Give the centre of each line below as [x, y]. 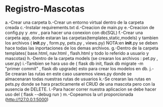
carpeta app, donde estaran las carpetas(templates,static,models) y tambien [82, 38]
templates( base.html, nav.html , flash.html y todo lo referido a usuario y [77, 53]
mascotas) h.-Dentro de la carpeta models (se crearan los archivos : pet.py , [81, 58]
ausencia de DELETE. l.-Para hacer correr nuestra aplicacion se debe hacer [81, 89]
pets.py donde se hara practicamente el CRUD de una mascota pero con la [80, 84]
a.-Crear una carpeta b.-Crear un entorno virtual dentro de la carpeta [74, 22]
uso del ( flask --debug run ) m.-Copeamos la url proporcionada [69, 94]
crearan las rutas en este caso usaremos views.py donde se [72, 74]
